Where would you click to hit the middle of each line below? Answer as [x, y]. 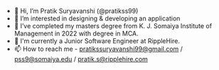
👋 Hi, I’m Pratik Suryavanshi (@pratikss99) [76, 11]
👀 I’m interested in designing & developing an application [97, 18]
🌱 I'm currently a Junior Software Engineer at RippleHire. [97, 41]
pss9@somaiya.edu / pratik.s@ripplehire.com [81, 59]
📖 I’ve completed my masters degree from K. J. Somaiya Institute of [113, 26]
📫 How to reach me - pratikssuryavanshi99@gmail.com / [98, 49]
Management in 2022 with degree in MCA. [76, 33]
